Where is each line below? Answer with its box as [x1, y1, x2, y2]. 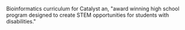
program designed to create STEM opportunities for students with [6, 11, 169, 19]
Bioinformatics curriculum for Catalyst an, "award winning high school [6, 5, 180, 12]
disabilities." [6, 18, 36, 25]
